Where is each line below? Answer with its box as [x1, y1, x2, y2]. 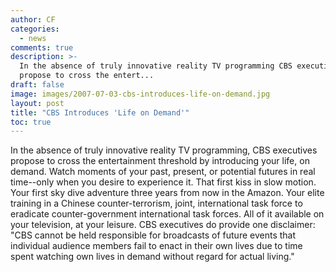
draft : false [10, 80, 65, 90]
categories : [10, 24, 60, 34]
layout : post [10, 98, 65, 108]
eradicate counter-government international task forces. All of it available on [10, 208, 325, 220]
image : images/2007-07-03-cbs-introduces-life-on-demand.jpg [10, 89, 271, 99]
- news [19, 33, 47, 43]
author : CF [10, 14, 56, 25]
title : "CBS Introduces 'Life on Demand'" [10, 107, 190, 118]
